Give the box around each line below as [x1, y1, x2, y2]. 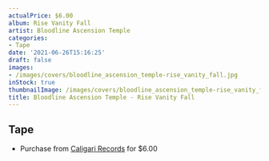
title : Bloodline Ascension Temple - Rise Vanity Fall [8, 93, 195, 101]
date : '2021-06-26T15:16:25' [8, 49, 106, 57]
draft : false [8, 57, 52, 65]
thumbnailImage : [8, 85, 62, 94]
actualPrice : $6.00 [8, 11, 74, 20]
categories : [8, 33, 48, 42]
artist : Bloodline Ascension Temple [8, 26, 130, 34]
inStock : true [8, 78, 56, 86]
